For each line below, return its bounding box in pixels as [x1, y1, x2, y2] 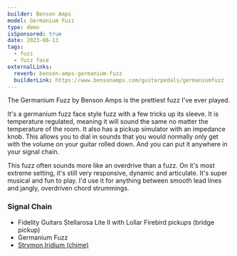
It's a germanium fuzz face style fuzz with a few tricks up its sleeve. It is [7, 110, 219, 118]
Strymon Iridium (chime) [17, 240, 89, 249]
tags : [7, 43, 23, 50]
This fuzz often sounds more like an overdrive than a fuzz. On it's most [7, 161, 215, 170]
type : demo [7, 23, 40, 31]
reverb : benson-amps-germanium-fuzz [14, 70, 122, 77]
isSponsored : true [7, 30, 62, 38]
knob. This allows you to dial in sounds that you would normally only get [7, 132, 218, 141]
